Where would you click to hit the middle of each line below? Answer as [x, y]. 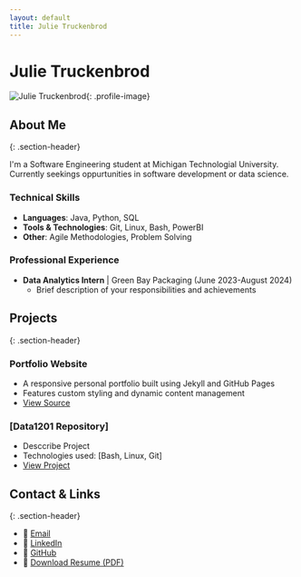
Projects [34, 318]
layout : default [40, 18]
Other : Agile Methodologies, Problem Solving [107, 236]
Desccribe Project [56, 446]
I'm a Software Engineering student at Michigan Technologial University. [144, 164]
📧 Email [37, 533]
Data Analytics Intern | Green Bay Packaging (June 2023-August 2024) [157, 280]
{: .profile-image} [118, 96]
